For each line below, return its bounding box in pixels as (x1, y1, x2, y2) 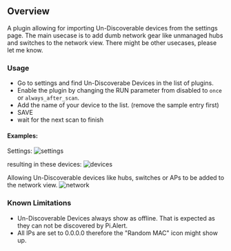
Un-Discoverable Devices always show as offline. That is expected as (17, 214, 215, 222)
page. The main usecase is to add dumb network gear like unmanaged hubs (7, 31, 223, 39)
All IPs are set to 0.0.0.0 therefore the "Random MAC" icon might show (17, 228, 219, 237)
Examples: (7, 131, 38, 140)
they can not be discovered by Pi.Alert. (17, 221, 128, 230)
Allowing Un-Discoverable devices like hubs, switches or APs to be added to (7, 174, 225, 182)
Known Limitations (7, 198, 72, 208)
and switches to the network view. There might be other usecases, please (7, 38, 217, 47)
